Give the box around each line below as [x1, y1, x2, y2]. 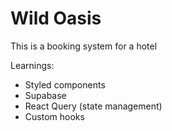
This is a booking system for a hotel [10, 40, 158, 52]
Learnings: [10, 59, 55, 71]
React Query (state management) [24, 100, 163, 112]
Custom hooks [24, 110, 85, 122]
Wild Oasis [10, 7, 102, 30]
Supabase [24, 89, 67, 101]
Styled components [24, 78, 106, 91]
